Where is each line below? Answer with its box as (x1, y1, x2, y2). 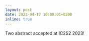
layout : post (5, 7, 32, 12)
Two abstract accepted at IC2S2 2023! (5, 30, 85, 36)
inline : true (5, 16, 32, 21)
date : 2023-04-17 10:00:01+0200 (5, 12, 72, 17)
